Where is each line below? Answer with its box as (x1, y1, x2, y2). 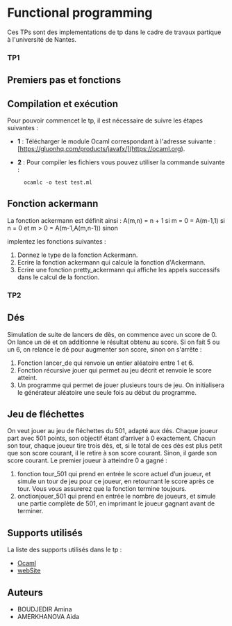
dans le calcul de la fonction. (17, 273, 100, 281)
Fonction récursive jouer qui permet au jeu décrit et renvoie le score (17, 366, 212, 374)
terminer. (17, 507, 44, 515)
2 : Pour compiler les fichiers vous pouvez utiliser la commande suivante (17, 158, 225, 166)
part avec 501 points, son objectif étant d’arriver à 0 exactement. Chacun (7, 434, 216, 443)
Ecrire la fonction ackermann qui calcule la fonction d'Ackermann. (17, 258, 206, 266)
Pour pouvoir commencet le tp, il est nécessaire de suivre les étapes (7, 116, 204, 125)
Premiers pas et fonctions (7, 75, 122, 86)
